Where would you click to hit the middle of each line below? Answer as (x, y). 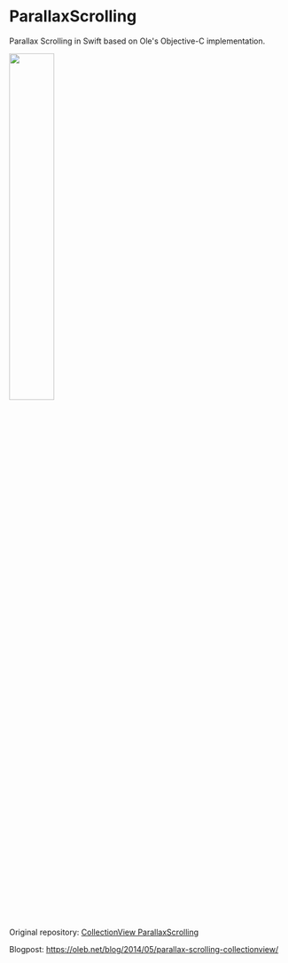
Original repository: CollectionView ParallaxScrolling (104, 932)
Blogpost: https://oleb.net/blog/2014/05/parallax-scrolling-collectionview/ (144, 949)
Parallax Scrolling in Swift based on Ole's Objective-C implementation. (137, 41)
